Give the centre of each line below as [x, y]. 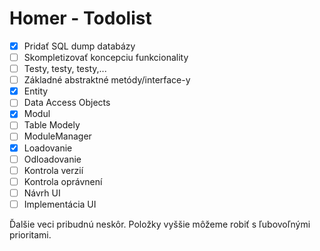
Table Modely [52, 125]
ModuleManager [57, 136]
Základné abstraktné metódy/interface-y [107, 80]
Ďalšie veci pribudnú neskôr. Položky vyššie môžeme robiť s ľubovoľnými [160, 224]
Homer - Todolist [80, 18]
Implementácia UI [60, 204]
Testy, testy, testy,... [65, 69]
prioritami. [30, 234]
